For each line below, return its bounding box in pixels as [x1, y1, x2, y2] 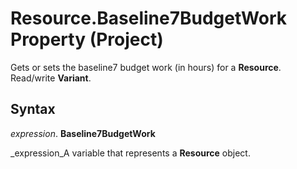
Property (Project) [10, 28, 164, 51]
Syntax [10, 101, 56, 118]
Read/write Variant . [10, 72, 92, 84]
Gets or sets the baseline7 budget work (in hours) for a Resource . [10, 61, 282, 73]
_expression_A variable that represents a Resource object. [10, 147, 251, 159]
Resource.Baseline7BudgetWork [10, 7, 287, 30]
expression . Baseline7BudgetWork [10, 127, 156, 139]
